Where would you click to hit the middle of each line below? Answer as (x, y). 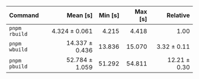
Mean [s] (80, 15)
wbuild (18, 50)
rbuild (18, 34)
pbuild (18, 66)
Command (24, 15)
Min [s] (109, 15)
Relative (178, 15)
